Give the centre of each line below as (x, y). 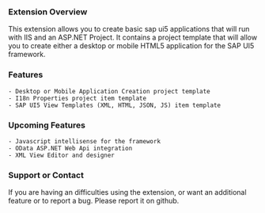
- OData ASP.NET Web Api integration (70, 148)
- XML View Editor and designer (61, 155)
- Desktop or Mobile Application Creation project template (110, 91)
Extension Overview (48, 12)
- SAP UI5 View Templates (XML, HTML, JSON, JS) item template (115, 105)
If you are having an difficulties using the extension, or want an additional (127, 192)
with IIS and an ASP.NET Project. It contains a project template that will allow (133, 37)
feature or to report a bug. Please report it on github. (94, 201)
